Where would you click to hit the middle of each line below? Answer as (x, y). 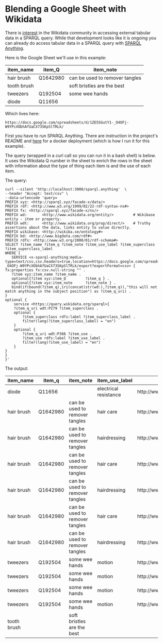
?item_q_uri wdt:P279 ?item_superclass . (56, 308)
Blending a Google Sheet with (66, 9)
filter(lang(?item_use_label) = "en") (62, 342)
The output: (17, 368)
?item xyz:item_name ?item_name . (46, 274)
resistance (109, 395)
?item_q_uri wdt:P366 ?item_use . (57, 334)
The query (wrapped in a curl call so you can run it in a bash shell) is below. (81, 155)
